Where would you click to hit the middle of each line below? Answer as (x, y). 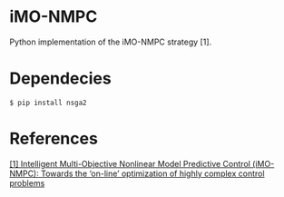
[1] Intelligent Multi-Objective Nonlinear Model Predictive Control (130, 163)
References (54, 139)
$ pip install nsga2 (49, 103)
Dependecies (60, 79)
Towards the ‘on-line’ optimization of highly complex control (152, 173)
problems (27, 182)
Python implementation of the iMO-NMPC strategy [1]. (111, 42)
